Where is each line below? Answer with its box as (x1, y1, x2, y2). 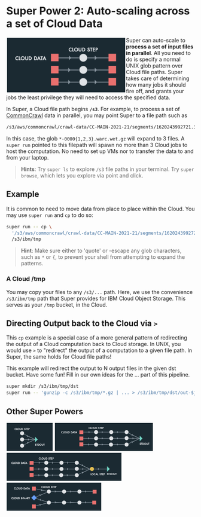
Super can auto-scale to (126, 36, 185, 44)
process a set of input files (126, 43, 194, 50)
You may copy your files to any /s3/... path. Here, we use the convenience (6, 288, 193, 295)
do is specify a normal (126, 56, 181, 63)
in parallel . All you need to (126, 49, 191, 56)
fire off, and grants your (126, 87, 184, 94)
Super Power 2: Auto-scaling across (6, 4, 190, 18)
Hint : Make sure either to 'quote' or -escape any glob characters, (20, 247, 182, 255)
